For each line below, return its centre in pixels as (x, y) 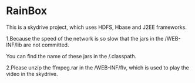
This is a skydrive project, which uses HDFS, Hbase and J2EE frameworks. (96, 27)
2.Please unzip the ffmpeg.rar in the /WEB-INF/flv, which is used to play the (97, 67)
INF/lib (14, 45)
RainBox (26, 11)
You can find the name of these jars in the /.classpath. (71, 56)
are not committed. (46, 45)
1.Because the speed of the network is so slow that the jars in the (85, 38)
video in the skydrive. (32, 74)
